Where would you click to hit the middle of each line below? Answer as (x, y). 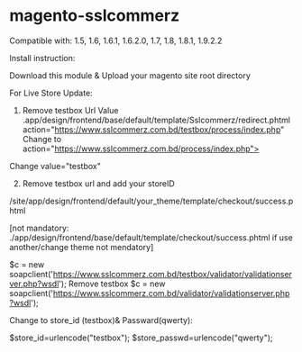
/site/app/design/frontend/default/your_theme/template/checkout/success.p (151, 201)
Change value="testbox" (55, 166)
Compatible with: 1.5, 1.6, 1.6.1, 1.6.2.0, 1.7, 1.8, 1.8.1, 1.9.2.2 (116, 41)
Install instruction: (42, 58)
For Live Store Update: (51, 93)
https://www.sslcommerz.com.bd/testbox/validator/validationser (173, 274)
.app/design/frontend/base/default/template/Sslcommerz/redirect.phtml (156, 120)
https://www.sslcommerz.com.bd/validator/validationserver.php (171, 293)
